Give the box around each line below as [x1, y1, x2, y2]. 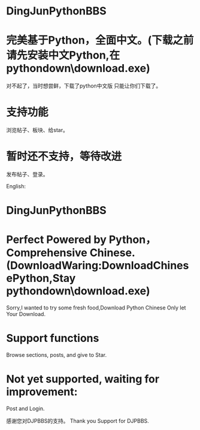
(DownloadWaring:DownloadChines [6, 259, 189, 272]
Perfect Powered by [6, 233, 107, 246]
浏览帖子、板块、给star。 [6, 127, 69, 134]
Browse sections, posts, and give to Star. [6, 351, 107, 359]
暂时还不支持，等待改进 [6, 150, 122, 163]
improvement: [6, 385, 78, 399]
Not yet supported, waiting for [6, 372, 160, 386]
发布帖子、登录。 [6, 171, 49, 178]
